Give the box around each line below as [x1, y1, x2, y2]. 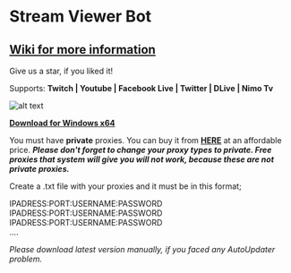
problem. [9, 253, 43, 264]
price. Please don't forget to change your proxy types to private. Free [9, 145, 272, 155]
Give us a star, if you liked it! [9, 65, 114, 76]
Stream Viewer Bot [9, 6, 152, 27]
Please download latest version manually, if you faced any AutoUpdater [9, 244, 276, 254]
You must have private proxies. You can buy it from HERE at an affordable [9, 135, 282, 145]
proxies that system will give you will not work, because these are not [9, 154, 275, 165]
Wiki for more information [9, 42, 157, 57]
